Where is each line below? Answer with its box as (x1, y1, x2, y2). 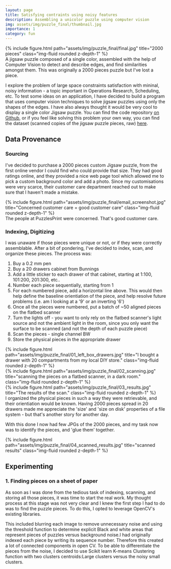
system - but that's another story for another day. (5, 411, 109, 417)
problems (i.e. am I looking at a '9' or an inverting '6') (12, 298, 125, 304)
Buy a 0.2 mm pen (12, 260, 52, 266)
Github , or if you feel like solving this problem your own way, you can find (5, 115, 160, 121)
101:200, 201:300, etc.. (12, 276, 60, 282)
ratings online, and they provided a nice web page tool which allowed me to (5, 173, 164, 179)
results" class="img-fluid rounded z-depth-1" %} (5, 447, 108, 454)
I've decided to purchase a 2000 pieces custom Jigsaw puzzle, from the (5, 162, 158, 168)
